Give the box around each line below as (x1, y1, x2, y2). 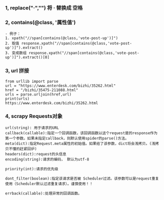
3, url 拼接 (5, 67, 30, 74)
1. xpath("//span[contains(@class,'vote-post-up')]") (5, 36, 119, 41)
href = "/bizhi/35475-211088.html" (5, 88, 79, 93)
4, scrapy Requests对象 (5, 113, 63, 120)
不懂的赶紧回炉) (8, 146, 37, 151)
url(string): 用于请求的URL (5, 125, 59, 130)
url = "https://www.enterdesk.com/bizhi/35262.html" (5, 83, 116, 88)
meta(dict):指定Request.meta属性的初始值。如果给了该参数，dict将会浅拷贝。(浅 (5, 141, 156, 146)
